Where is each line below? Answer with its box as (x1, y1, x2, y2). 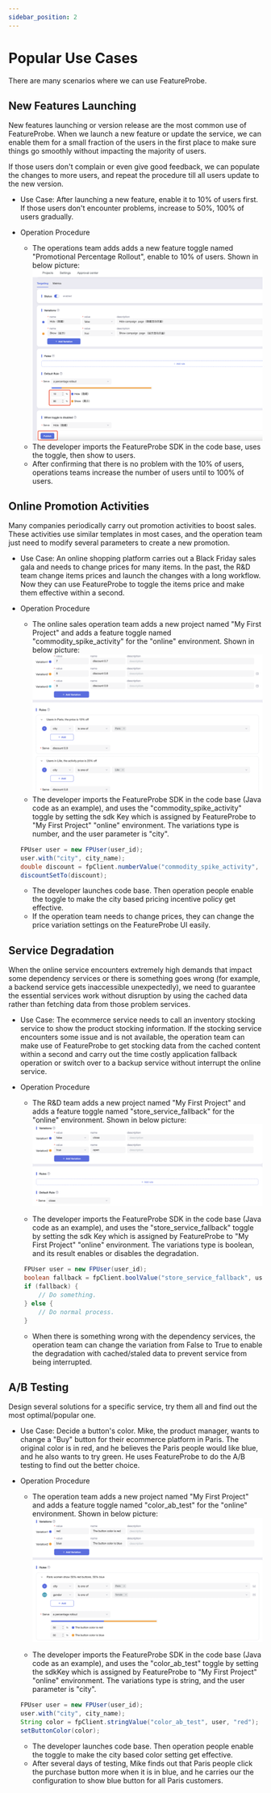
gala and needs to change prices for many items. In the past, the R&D (19, 562, 251, 572)
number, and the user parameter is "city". (31, 829, 169, 839)
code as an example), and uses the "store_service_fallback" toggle (31, 1223, 254, 1233)
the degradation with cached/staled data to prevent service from (31, 1348, 248, 1358)
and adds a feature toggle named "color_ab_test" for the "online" (31, 1500, 248, 1510)
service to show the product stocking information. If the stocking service (19, 1024, 262, 1034)
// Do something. (38, 1291, 97, 1300)
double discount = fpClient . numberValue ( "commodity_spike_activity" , (19, 862, 260, 871)
